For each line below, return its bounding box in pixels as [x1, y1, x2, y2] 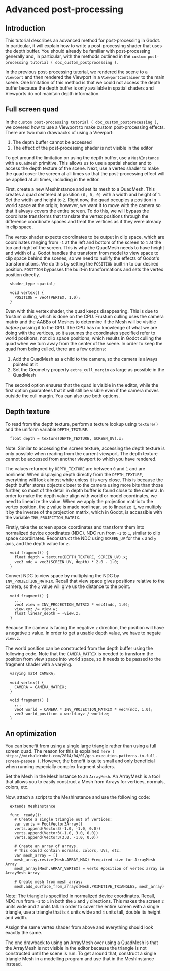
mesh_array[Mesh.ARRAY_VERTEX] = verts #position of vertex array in [14, 866, 165, 871]
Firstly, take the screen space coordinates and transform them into [5, 524, 145, 530]
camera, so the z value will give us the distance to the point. [5, 583, 130, 590]
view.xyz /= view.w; [14, 606, 58, 611]
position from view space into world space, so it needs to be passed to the [5, 656, 161, 662]
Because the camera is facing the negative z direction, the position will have [5, 624, 164, 630]
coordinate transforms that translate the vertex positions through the [5, 213, 149, 219]
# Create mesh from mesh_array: [14, 879, 83, 885]
